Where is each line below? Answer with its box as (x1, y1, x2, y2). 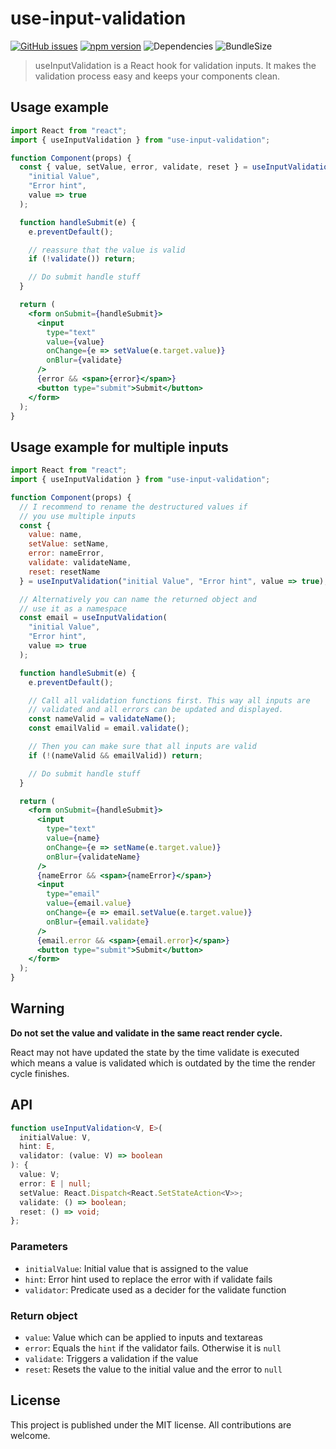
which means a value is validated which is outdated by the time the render (10, 1057, 316, 1069)
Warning (10, 1000, 65, 1017)
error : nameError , (28, 548, 105, 559)
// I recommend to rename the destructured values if (19, 502, 248, 512)
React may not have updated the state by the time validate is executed (10, 1046, 300, 1058)
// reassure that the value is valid (28, 245, 186, 255)
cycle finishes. (10, 1067, 70, 1079)
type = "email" (46, 889, 101, 899)
